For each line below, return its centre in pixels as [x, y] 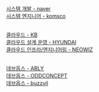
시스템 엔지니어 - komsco [36, 16]
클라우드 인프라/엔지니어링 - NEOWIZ [49, 50]
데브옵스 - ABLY [25, 68]
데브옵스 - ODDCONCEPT [37, 76]
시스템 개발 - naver [28, 9]
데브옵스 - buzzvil [27, 83]
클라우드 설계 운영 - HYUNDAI [41, 42]
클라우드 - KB [22, 35]
